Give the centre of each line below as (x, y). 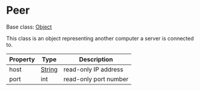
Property (22, 59)
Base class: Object (29, 27)
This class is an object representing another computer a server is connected (100, 38)
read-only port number (96, 79)
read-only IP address (93, 69)
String (49, 69)
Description (96, 59)
